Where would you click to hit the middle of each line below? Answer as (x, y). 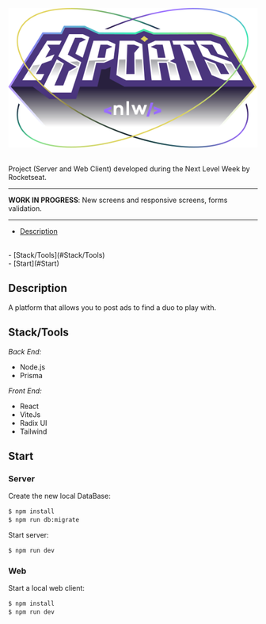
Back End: (25, 351)
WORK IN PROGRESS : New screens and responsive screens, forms (118, 200)
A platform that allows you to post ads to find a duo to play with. (112, 307)
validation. (25, 208)
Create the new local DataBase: (59, 496)
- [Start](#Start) (34, 263)
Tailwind (33, 431)
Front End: (25, 390)
